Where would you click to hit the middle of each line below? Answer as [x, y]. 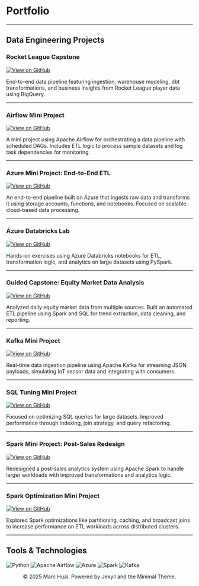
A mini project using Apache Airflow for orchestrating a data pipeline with [96, 139]
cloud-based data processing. [43, 210]
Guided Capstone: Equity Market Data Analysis [75, 283]
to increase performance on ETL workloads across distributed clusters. [93, 526]
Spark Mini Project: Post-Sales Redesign [66, 444]
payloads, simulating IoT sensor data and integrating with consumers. [91, 372]
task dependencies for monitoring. [48, 152]
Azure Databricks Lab [38, 231]
